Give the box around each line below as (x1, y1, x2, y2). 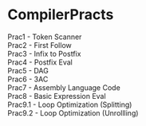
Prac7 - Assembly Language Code (7, 82, 120, 93)
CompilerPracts (7, 6, 114, 24)
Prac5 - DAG (7, 65, 49, 75)
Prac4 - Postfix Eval (7, 57, 73, 67)
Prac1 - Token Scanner (7, 32, 82, 41)
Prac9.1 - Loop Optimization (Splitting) (7, 100, 132, 109)
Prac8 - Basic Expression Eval (7, 91, 106, 100)
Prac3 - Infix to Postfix (7, 49, 81, 58)
